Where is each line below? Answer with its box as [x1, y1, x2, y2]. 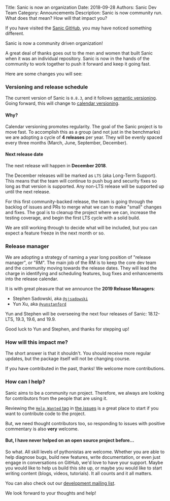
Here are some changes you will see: [5, 71, 83, 77]
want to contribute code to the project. [5, 410, 86, 417]
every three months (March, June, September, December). [5, 139, 128, 145]
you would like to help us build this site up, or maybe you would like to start [5, 465, 162, 471]
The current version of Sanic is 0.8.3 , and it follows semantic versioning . [5, 95, 157, 101]
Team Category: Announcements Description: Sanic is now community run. [5, 10, 163, 16]
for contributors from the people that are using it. [5, 395, 108, 401]
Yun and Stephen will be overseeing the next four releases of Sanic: [5, 311, 147, 317]
